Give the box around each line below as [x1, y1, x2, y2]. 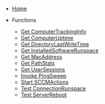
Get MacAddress [20, 53, 63, 60]
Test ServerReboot [20, 92, 67, 98]
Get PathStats [20, 59, 55, 67]
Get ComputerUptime [20, 34, 73, 41]
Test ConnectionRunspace [20, 85, 87, 92]
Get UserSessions [20, 66, 66, 73]
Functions [11, 17, 37, 23]
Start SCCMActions [20, 78, 69, 86]
